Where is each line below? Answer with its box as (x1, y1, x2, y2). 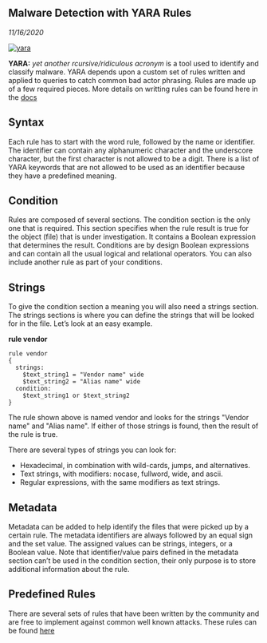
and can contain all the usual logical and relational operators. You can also (8, 249, 253, 259)
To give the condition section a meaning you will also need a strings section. (8, 302, 259, 312)
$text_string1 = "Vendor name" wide (22, 371, 145, 379)
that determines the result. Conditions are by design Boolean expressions (8, 240, 249, 250)
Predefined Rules (8, 587, 96, 601)
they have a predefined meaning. (8, 171, 117, 181)
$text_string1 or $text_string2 (22, 391, 130, 400)
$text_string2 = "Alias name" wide (22, 378, 141, 386)
